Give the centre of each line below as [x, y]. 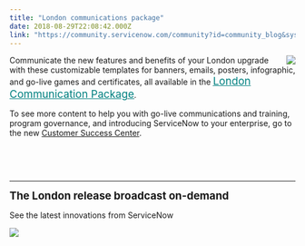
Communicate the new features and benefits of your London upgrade [139, 61]
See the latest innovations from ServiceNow [92, 215]
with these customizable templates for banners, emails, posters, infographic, [152, 70]
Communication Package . [73, 94]
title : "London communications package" [87, 18]
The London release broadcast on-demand [119, 196]
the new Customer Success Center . [76, 133]
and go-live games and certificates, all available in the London [130, 82]
